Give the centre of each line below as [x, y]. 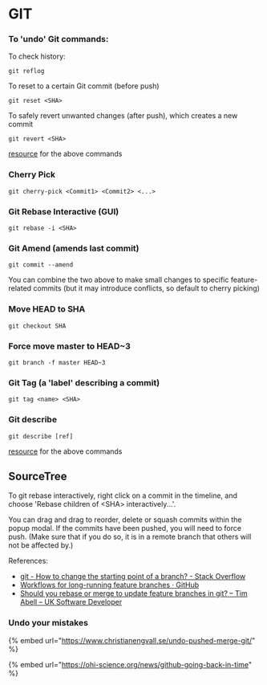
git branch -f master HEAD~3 [57, 362]
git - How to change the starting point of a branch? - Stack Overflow [133, 577]
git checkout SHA [37, 326]
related [20, 288]
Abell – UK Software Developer [71, 602]
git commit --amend [41, 265]
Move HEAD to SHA [47, 309]
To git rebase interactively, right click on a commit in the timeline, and [123, 495]
